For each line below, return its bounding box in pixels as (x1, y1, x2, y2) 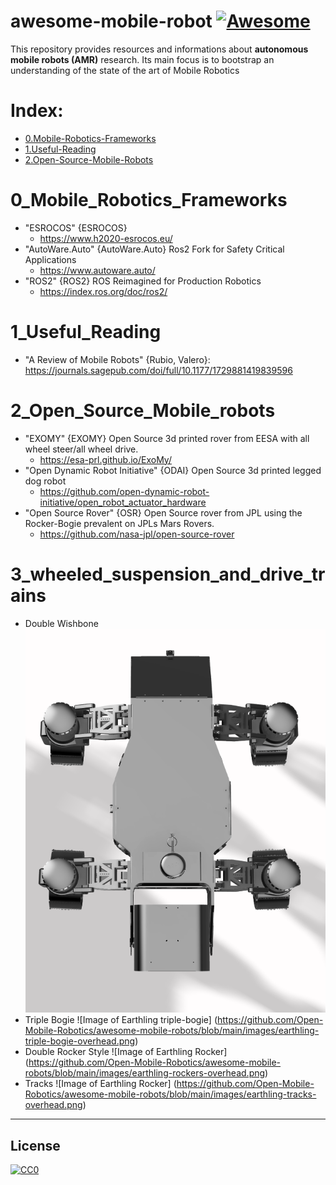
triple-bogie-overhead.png (24, 1035, 136, 1047)
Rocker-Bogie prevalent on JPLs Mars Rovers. (24, 517, 215, 529)
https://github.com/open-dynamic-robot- (39, 485, 210, 497)
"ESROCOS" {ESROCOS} (24, 221, 128, 234)
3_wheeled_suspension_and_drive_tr (10, 563, 326, 585)
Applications (24, 253, 77, 265)
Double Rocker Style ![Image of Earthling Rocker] (24, 1046, 228, 1058)
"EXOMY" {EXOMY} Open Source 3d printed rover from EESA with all (24, 432, 310, 444)
